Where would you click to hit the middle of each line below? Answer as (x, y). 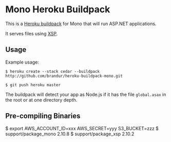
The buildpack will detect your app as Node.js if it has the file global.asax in (86, 94)
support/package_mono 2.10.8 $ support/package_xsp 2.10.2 (70, 134)
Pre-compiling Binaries (43, 116)
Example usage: (22, 62)
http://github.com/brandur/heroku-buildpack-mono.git (64, 76)
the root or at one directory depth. (41, 100)
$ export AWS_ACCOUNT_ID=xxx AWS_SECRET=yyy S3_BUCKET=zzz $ (82, 128)
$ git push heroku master (33, 85)
